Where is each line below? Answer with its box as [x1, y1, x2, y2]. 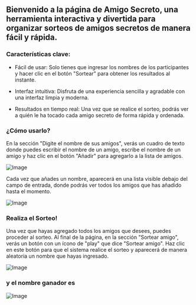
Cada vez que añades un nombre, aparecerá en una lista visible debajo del [6, 175, 188, 182]
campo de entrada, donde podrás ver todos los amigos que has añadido [6, 181, 182, 189]
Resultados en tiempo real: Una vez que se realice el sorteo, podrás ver [14, 105, 189, 112]
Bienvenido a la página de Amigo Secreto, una [6, 5, 178, 15]
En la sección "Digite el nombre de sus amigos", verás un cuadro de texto [6, 139, 185, 147]
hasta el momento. [6, 187, 51, 194]
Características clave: [6, 50, 71, 59]
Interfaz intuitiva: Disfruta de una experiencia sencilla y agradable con [14, 87, 185, 95]
